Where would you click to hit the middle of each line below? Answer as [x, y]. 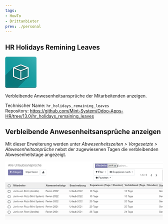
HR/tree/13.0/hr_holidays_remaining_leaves [49, 116]
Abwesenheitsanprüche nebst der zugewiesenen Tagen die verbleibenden [82, 149]
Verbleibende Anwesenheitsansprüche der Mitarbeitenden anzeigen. [76, 96]
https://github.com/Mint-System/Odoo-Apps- [76, 111]
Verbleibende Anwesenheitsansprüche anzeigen [83, 132]
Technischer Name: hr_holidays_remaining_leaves [57, 105]
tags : [11, 10]
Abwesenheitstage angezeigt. [36, 154]
